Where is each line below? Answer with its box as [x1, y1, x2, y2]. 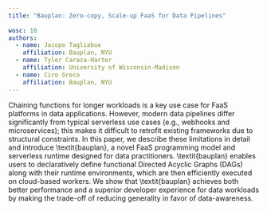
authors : [8, 33, 37, 42]
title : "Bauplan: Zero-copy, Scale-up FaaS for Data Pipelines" [8, 11, 226, 20]
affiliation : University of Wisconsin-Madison [22, 64, 180, 72]
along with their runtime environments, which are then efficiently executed [8, 168, 253, 178]
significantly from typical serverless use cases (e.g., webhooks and [8, 117, 230, 127]
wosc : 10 [8, 26, 37, 34]
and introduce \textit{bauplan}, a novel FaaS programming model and [8, 143, 236, 152]
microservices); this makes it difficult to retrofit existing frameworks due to [8, 125, 253, 135]
